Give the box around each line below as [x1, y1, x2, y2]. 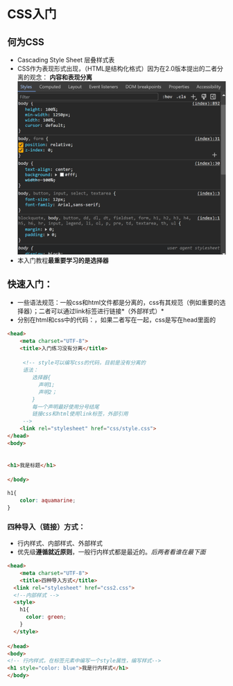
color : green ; [25, 614, 67, 621]
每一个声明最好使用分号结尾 [32, 403, 99, 410]
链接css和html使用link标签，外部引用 [32, 410, 128, 418]
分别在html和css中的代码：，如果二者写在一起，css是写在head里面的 [17, 315, 216, 324]
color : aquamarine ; [19, 497, 76, 504]
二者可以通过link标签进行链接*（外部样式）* [38, 306, 164, 315]
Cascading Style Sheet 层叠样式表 [17, 56, 115, 64]
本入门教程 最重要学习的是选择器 [17, 256, 109, 264]
